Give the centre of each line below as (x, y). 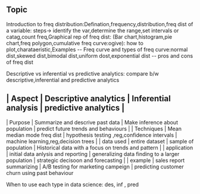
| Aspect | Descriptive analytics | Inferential (88, 98)
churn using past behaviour (40, 173)
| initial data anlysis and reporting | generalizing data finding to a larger (93, 154)
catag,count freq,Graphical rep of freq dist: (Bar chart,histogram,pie (89, 37)
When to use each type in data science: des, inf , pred (72, 184)
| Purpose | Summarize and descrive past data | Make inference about (92, 122)
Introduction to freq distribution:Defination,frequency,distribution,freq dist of (100, 24)
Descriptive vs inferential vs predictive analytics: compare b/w (82, 73)
